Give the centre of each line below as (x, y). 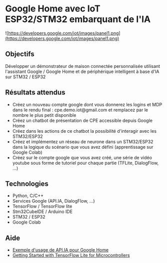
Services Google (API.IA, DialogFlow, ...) (53, 201)
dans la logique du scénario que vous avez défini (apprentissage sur (83, 147)
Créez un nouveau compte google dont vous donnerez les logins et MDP (87, 104)
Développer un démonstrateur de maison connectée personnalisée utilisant (83, 66)
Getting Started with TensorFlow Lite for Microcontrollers (71, 256)
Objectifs (20, 54)
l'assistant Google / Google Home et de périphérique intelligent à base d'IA (82, 71)
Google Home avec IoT (53, 9)
